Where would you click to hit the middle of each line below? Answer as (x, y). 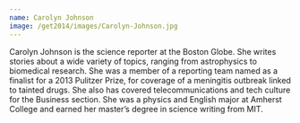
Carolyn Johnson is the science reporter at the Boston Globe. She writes (143, 51)
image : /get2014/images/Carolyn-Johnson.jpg (94, 26)
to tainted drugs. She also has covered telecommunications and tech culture (150, 90)
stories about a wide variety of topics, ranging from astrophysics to (133, 61)
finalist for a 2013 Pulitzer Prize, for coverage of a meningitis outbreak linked (150, 80)
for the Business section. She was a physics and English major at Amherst (146, 99)
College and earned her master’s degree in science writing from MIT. (137, 109)
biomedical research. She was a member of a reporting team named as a (144, 70)
